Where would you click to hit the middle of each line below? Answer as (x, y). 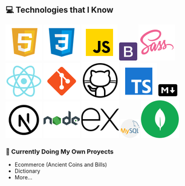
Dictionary (27, 171)
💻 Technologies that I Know (60, 10)
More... (23, 178)
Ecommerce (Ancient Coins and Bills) (60, 165)
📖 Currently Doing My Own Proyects (60, 151)
